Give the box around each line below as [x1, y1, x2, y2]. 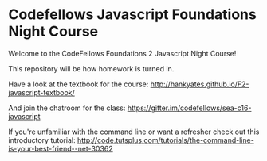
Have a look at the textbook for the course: [8, 79, 149, 89]
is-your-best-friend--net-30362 [8, 144, 113, 153]
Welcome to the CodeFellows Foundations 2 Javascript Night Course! [8, 48, 237, 58]
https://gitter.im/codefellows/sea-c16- [127, 103, 252, 113]
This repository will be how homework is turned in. [8, 63, 175, 73]
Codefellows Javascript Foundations [8, 6, 257, 24]
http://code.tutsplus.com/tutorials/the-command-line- [77, 135, 255, 144]
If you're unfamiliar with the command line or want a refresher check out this [8, 127, 260, 136]
